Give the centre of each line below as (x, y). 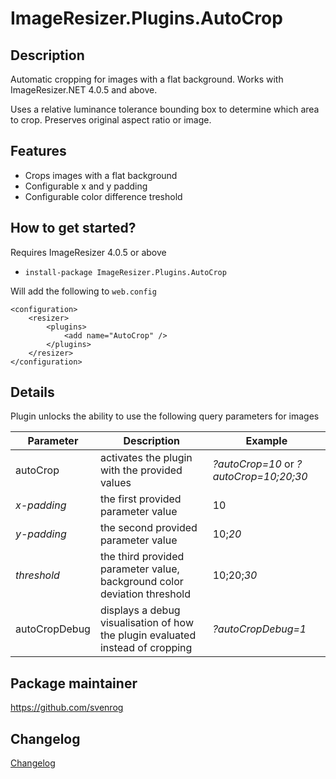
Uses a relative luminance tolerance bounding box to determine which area (165, 109)
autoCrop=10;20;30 (260, 477)
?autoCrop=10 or (253, 464)
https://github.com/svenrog (67, 708)
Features (38, 151)
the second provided (148, 528)
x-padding (41, 505)
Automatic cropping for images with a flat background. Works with (147, 79)
